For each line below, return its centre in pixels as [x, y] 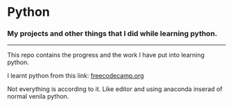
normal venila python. [38, 97]
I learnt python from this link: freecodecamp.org [76, 76]
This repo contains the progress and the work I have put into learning [106, 55]
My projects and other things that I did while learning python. [112, 34]
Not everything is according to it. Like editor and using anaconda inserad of [115, 89]
